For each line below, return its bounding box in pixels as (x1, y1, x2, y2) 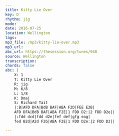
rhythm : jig (5, 16, 30, 21)
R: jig (14, 81, 28, 86)
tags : (5, 35, 16, 40)
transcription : (5, 58, 37, 63)
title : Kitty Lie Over (5, 7, 52, 12)
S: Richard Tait (14, 100, 48, 105)
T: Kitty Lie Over (14, 77, 52, 82)
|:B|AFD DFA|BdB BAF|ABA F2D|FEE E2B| (14, 105, 95, 110)
